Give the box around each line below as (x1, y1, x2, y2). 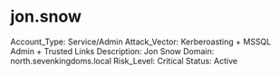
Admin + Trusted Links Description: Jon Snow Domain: (10, 45, 215, 56)
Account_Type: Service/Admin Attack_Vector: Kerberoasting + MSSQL (10, 36, 272, 47)
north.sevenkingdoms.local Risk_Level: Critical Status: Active (10, 55, 238, 66)
